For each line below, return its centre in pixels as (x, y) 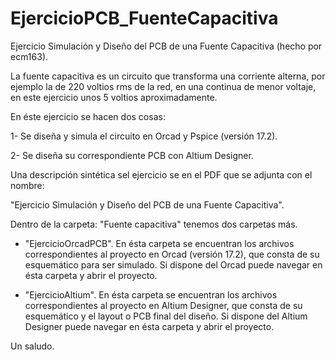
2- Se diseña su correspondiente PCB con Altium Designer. (132, 155)
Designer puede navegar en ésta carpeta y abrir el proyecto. (149, 326)
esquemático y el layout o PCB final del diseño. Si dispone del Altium (166, 316)
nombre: (27, 185)
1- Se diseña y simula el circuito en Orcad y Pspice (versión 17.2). (144, 136)
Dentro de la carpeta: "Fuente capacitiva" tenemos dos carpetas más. (154, 224)
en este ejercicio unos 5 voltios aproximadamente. (114, 97)
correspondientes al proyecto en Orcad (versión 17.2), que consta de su (172, 254)
